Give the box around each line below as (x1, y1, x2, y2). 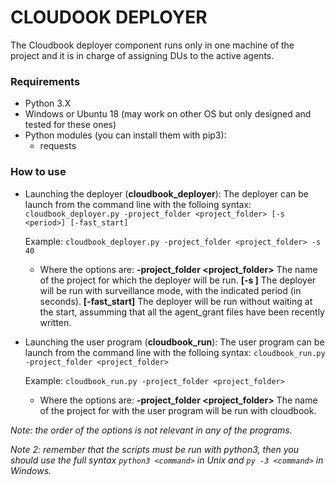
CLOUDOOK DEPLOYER (10, 6, 208, 29)
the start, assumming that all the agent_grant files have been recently (39, 306, 325, 318)
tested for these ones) (24, 119, 117, 131)
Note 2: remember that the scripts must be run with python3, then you (10, 443, 300, 455)
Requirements (10, 74, 81, 88)
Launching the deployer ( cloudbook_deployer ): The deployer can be (24, 187, 309, 200)
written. (39, 316, 72, 328)
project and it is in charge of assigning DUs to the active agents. (10, 49, 275, 61)
